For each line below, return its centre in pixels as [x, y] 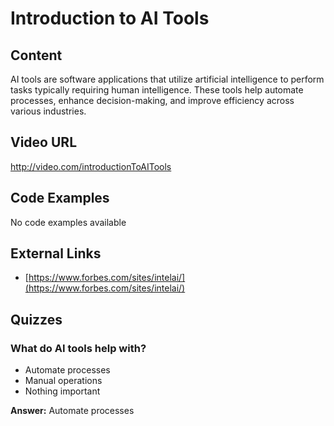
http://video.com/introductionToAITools [91, 166]
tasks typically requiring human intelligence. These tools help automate [157, 90]
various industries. [48, 111]
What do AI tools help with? [78, 348]
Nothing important [62, 391]
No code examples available [68, 222]
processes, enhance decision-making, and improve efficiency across [152, 100]
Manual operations [63, 381]
